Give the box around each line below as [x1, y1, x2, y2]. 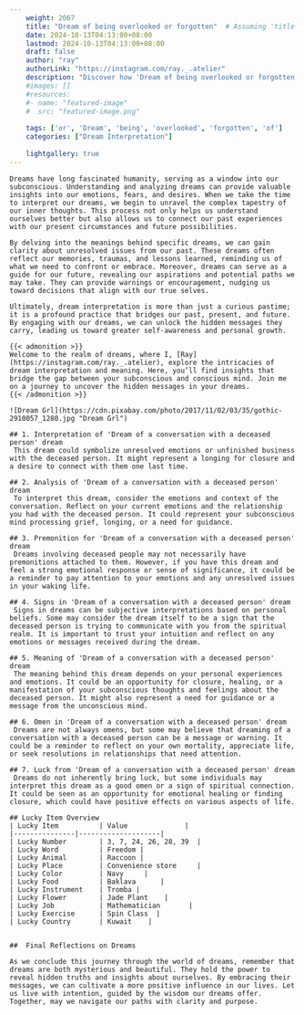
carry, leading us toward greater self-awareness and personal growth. [9, 326, 287, 335]
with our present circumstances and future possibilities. [9, 222, 238, 231]
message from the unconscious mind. [9, 701, 148, 710]
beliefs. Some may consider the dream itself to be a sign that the [9, 613, 275, 623]
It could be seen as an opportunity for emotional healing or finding [9, 789, 283, 799]
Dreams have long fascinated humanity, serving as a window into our [9, 174, 279, 183]
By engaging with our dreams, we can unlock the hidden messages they [9, 318, 283, 327]
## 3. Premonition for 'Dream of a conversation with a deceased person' [9, 533, 296, 543]
